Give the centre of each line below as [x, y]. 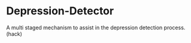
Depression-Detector [60, 11]
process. [175, 27]
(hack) [14, 33]
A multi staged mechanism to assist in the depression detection [84, 27]
